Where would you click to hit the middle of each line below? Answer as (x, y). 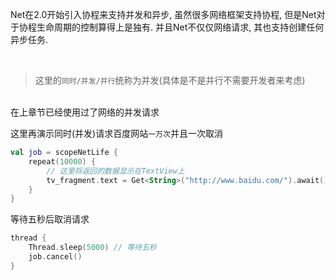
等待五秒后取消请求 (50, 219)
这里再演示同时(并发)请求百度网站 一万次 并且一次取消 (116, 133)
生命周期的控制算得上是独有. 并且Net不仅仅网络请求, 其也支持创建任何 (180, 27)
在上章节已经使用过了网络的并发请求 (85, 112)
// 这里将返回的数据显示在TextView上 (115, 171)
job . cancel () (55, 257)
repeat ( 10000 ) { (62, 161)
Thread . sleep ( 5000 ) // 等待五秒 (92, 248)
